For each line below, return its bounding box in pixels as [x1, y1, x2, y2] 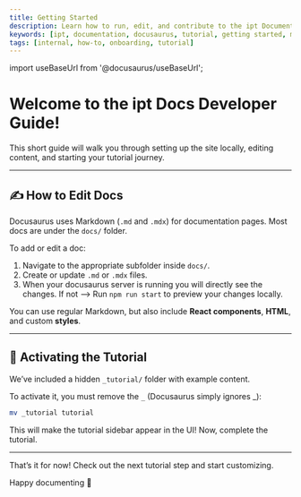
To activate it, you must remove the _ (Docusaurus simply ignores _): [9, 390, 262, 401]
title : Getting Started [9, 13, 99, 22]
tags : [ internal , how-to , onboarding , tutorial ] [9, 38, 194, 47]
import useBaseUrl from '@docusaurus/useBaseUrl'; [9, 63, 203, 73]
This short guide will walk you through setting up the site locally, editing [9, 142, 274, 153]
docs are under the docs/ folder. [9, 226, 128, 236]
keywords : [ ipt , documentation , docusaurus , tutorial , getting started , [9, 30, 287, 39]
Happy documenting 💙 [9, 476, 92, 488]
